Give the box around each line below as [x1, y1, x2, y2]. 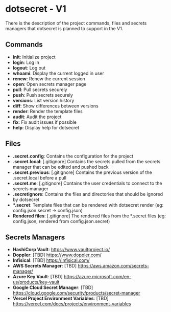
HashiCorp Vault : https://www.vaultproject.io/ [12, 247, 110, 253]
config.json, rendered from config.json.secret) [12, 218, 110, 224]
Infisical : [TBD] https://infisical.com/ [12, 257, 90, 263]
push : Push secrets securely [12, 92, 73, 98]
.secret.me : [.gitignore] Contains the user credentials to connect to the [12, 180, 162, 186]
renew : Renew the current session [12, 75, 85, 82]
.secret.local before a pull [12, 174, 66, 181]
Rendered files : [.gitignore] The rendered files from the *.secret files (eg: [12, 213, 166, 219]
